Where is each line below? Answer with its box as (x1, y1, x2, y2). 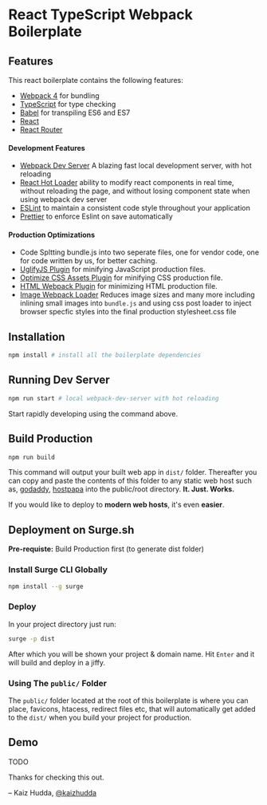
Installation (8, 329, 65, 344)
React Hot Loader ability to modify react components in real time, (19, 178, 234, 187)
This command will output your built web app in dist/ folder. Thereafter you (8, 468, 257, 477)
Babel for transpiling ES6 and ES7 (19, 108, 131, 117)
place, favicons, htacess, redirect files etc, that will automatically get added (8, 704, 256, 713)
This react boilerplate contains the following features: (8, 76, 183, 85)
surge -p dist (8, 634, 56, 643)
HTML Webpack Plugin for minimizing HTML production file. (19, 282, 218, 291)
